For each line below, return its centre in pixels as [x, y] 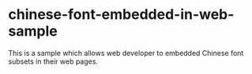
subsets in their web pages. [53, 61]
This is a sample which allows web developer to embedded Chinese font [126, 53]
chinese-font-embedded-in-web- [121, 15]
